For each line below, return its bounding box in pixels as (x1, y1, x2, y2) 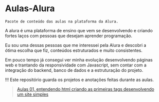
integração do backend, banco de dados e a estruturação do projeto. (5, 67, 143, 73)
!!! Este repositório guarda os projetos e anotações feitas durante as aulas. (5, 77, 154, 82)
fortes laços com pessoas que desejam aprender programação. (5, 33, 133, 39)
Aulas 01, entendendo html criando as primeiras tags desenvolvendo (17, 86, 155, 92)
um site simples (17, 91, 49, 97)
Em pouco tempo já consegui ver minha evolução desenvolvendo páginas (5, 57, 153, 62)
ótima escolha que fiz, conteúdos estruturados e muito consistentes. (5, 47, 142, 53)
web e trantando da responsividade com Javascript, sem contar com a (5, 62, 147, 68)
